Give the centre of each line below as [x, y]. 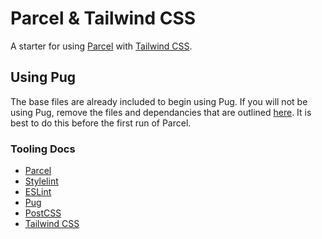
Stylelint [41, 181]
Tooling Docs [43, 149]
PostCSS [43, 213]
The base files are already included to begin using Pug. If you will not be [159, 101]
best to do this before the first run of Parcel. [101, 123]
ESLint [38, 192]
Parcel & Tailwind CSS [103, 18]
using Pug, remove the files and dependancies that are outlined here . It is [161, 112]
